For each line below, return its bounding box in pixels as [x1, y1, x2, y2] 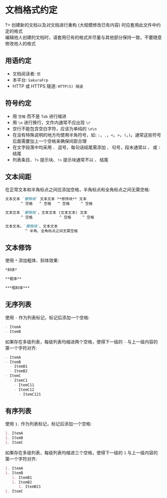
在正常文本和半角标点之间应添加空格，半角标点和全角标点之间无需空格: [5, 187, 151, 193]
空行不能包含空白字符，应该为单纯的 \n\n [12, 125, 97, 132]
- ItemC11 [14, 382, 35, 388]
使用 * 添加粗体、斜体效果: [5, 257, 60, 263]
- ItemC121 [18, 392, 41, 397]
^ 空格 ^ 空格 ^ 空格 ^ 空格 [20, 201, 93, 206]
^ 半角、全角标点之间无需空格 [25, 228, 78, 234]
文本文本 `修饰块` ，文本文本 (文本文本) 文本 [5, 210, 88, 215]
